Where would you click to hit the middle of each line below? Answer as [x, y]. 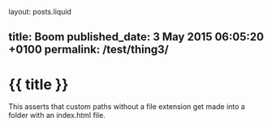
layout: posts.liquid [40, 12]
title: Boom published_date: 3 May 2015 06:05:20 [136, 37]
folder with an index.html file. [57, 115]
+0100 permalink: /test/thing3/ [89, 50]
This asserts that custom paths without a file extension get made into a [127, 107]
